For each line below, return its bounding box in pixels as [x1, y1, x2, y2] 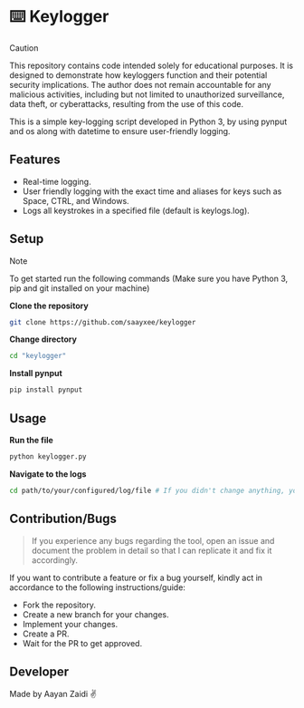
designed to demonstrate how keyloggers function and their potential [9, 69, 268, 81]
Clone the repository [9, 300, 89, 311]
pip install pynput [9, 385, 83, 394]
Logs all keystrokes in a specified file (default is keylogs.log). [22, 205, 251, 216]
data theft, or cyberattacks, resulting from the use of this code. [9, 98, 244, 109]
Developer [9, 664, 70, 679]
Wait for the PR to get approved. [22, 637, 143, 648]
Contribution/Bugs [9, 511, 118, 527]
